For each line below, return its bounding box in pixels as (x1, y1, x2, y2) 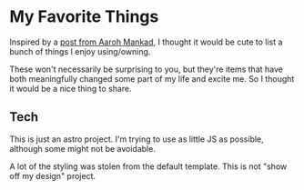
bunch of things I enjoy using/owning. (9, 45, 151, 56)
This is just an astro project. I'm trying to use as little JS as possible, (9, 134, 264, 145)
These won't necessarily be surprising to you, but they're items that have (9, 64, 284, 75)
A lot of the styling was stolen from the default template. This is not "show (9, 161, 288, 172)
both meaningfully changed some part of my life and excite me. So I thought (9, 73, 295, 84)
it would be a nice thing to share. (9, 83, 132, 94)
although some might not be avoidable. (9, 143, 157, 154)
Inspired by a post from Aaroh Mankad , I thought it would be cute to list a (9, 36, 283, 47)
